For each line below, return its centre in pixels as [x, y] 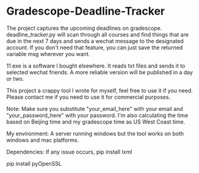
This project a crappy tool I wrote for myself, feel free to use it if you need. [100, 90]
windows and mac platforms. [43, 140]
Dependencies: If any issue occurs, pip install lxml [69, 152]
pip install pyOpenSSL [34, 163]
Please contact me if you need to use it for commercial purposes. [89, 97]
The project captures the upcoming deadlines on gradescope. [84, 28]
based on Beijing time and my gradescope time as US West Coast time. [96, 122]
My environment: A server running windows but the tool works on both [95, 133]
